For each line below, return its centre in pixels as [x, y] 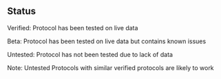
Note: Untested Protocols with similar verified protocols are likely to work [111, 67]
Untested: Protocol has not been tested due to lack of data [90, 54]
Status [22, 11]
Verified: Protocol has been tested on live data [73, 27]
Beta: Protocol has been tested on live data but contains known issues [107, 41]
